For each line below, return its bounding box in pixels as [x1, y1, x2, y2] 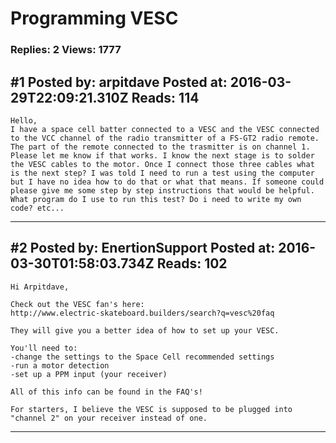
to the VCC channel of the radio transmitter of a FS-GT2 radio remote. [10, 133, 320, 143]
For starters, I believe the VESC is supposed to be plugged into [10, 404, 293, 414]
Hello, [10, 115, 38, 126]
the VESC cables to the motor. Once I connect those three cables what [10, 159, 315, 169]
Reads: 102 [156, 255, 228, 272]
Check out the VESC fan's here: [10, 299, 145, 309]
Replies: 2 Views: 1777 [10, 43, 122, 57]
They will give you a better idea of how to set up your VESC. [10, 325, 280, 336]
